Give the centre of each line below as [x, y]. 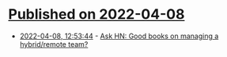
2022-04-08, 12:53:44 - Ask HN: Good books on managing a [119, 36]
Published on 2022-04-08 [96, 14]
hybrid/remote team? [54, 44]
